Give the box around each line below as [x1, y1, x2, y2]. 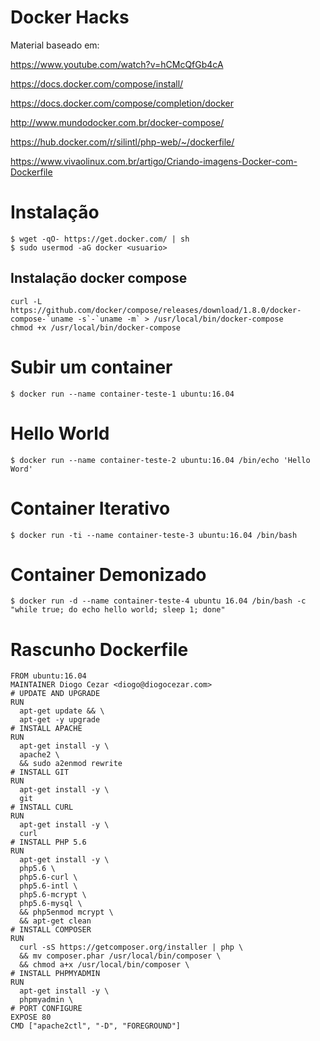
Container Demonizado [10, 563, 207, 586]
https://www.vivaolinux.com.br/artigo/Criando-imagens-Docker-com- [10, 155, 298, 167]
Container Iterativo [10, 497, 171, 520]
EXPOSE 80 [10, 1012, 52, 1023]
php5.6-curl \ [19, 872, 78, 883]
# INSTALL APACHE [10, 724, 83, 734]
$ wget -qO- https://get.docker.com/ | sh [10, 234, 190, 244]
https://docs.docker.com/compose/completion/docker [10, 97, 234, 109]
